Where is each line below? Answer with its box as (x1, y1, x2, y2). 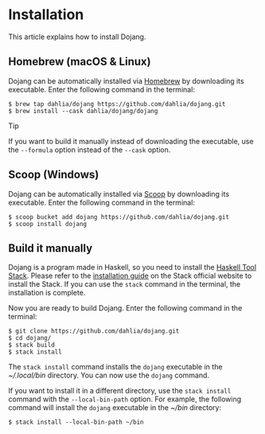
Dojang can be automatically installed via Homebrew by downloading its (8, 76, 244, 85)
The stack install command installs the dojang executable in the (8, 362, 223, 372)
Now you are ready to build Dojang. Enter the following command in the (8, 303, 243, 313)
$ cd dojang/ (8, 334, 52, 342)
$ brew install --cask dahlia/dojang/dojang (8, 107, 158, 115)
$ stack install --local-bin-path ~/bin (8, 418, 145, 427)
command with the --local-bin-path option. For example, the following (8, 394, 242, 404)
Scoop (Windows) (8, 168, 99, 182)
